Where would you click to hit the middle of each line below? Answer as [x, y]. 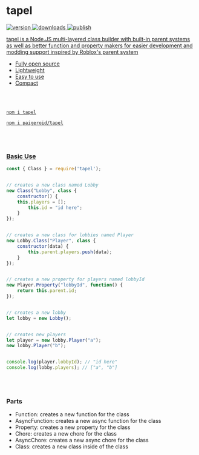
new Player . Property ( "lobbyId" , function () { [64, 285]
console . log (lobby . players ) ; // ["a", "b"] [62, 368]
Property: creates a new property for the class [73, 427]
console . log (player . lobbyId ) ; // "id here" [62, 362]
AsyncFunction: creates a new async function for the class [88, 421]
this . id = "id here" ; [55, 208]
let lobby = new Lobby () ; [39, 318]
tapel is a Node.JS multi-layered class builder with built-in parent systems [98, 39]
